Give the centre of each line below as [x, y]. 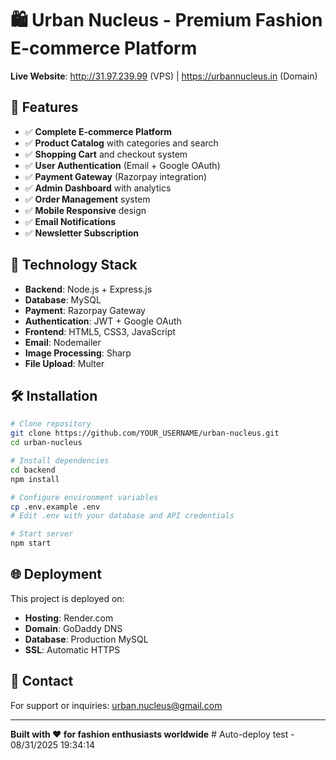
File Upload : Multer [64, 363]
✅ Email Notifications [70, 221]
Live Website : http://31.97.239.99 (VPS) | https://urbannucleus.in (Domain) [164, 76]
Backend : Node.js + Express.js [88, 289]
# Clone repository [51, 424]
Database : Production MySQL [86, 639]
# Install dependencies [60, 461]
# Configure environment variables [84, 497]
